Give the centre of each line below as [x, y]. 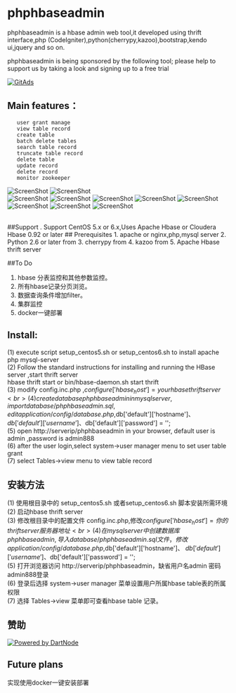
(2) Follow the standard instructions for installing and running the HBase [111, 367]
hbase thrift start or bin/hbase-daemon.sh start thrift [83, 382]
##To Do [20, 263]
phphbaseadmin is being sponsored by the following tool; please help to [112, 60]
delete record [37, 171]
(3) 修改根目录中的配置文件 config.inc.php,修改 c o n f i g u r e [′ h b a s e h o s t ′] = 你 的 [118, 522]
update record [37, 166]
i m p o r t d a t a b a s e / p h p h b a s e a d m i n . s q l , [61, 406]
